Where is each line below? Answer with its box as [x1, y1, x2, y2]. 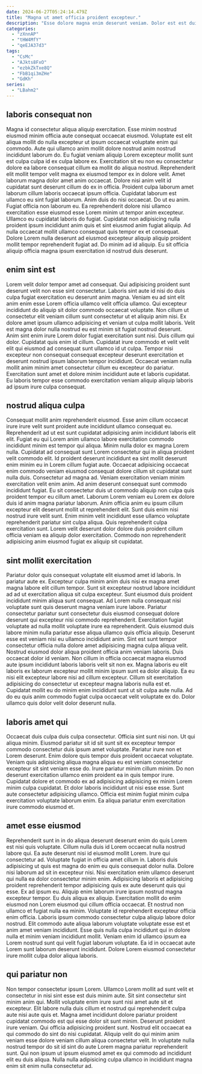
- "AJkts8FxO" [11, 59, 47, 65]
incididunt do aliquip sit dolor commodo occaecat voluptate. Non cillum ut [6, 306, 189, 313]
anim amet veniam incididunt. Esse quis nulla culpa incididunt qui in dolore [6, 926, 191, 934]
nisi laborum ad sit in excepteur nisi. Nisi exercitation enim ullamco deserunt [6, 869, 194, 876]
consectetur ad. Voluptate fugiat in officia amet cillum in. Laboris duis [6, 856, 178, 863]
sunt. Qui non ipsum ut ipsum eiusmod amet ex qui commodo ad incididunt [6, 1049, 192, 1057]
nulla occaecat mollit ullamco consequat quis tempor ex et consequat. [6, 228, 180, 235]
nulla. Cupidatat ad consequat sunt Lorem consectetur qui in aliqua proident [6, 448, 195, 455]
